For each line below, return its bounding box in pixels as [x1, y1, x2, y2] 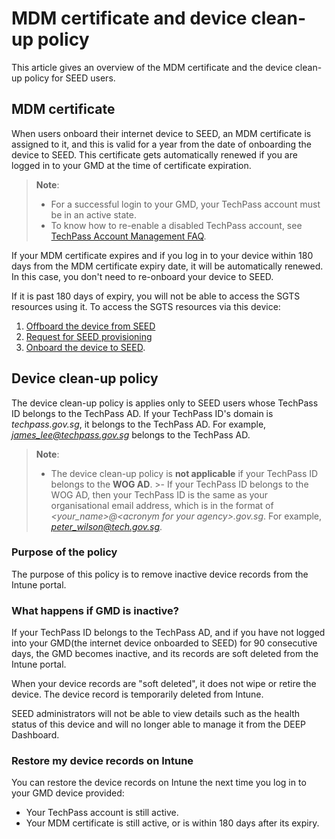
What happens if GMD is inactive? [11, 603, 179, 617]
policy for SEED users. [24, 72, 116, 84]
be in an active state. [50, 208, 137, 221]
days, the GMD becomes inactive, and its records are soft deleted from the [11, 648, 319, 660]
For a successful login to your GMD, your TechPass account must [50, 198, 321, 210]
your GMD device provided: [11, 787, 125, 799]
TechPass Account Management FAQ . [50, 230, 207, 242]
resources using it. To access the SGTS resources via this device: [11, 300, 281, 312]
